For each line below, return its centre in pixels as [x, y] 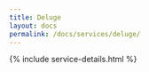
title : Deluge [35, 17]
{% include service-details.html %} [73, 60]
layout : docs [33, 26]
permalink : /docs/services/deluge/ [75, 34]
